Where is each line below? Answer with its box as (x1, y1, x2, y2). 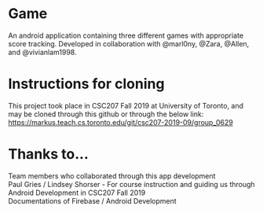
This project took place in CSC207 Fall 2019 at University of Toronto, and (8, 101, 244, 110)
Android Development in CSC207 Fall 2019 (8, 188, 146, 197)
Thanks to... (8, 145, 89, 163)
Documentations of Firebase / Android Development (8, 196, 177, 205)
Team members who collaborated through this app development (8, 171, 216, 181)
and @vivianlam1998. (8, 47, 77, 57)
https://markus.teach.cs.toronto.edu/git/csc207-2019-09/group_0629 (8, 117, 233, 127)
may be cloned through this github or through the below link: (8, 109, 204, 119)
